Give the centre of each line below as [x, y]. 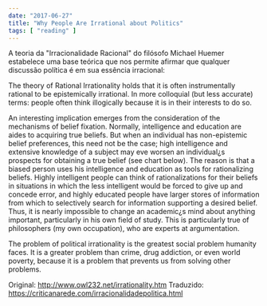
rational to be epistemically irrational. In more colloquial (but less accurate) [131, 94]
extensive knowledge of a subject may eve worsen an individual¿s [117, 152]
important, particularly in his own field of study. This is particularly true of [129, 220]
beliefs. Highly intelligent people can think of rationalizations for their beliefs [133, 177]
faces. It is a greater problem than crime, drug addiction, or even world [124, 252]
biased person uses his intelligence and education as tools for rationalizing [131, 169]
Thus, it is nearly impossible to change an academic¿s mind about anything [132, 212]
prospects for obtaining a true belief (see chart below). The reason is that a [132, 161]
